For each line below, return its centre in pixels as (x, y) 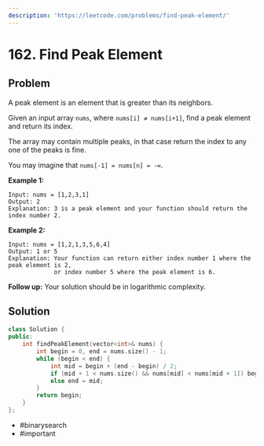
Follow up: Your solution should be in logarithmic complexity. (107, 286)
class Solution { (37, 329)
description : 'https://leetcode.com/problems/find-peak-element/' (119, 15)
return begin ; (59, 396)
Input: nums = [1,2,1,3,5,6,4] (59, 244)
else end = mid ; (77, 381)
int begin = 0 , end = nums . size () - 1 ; (102, 351)
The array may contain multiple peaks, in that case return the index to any (128, 141)
